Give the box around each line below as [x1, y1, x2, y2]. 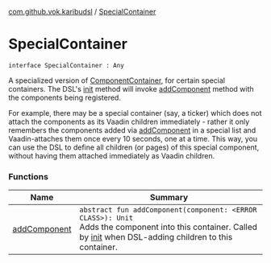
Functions [8, 171, 48, 182]
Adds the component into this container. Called [79, 221, 258, 232]
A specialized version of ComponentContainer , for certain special [8, 76, 226, 85]
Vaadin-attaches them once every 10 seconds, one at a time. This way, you [8, 134, 258, 143]
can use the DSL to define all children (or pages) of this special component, [8, 142, 260, 152]
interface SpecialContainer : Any [8, 61, 125, 69]
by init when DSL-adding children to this [79, 232, 233, 243]
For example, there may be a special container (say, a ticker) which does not [8, 108, 262, 117]
